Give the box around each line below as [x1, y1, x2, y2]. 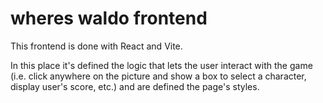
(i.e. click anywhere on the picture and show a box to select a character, [10, 70, 307, 82]
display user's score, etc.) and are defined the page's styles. [10, 80, 260, 92]
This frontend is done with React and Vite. [10, 40, 183, 52]
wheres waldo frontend [10, 7, 208, 30]
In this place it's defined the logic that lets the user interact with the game [10, 59, 313, 71]
